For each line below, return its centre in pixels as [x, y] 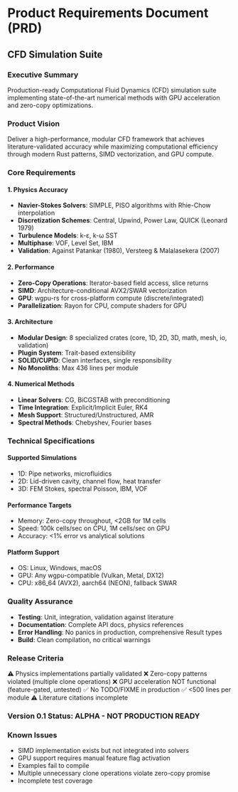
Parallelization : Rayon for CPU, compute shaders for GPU [102, 305]
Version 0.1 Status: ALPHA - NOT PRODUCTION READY [104, 716]
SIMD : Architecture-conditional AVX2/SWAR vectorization [102, 290]
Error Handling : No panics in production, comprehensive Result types [120, 632]
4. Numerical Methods [41, 384]
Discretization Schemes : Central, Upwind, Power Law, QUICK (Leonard [123, 220]
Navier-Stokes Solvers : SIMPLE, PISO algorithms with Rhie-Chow [114, 205]
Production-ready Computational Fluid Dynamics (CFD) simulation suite [112, 90]
